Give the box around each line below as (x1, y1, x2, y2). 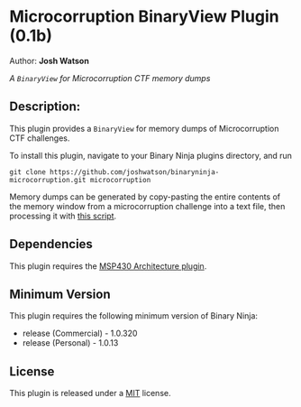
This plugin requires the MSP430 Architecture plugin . (9, 260, 207, 272)
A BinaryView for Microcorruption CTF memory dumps (9, 72, 211, 83)
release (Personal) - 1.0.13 (22, 338, 119, 348)
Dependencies (9, 236, 93, 252)
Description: (9, 99, 81, 115)
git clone (9, 167, 47, 177)
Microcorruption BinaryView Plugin (9, 6, 279, 27)
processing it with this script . (9, 210, 117, 221)
